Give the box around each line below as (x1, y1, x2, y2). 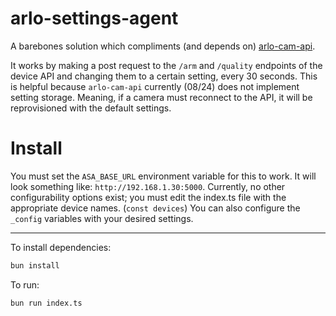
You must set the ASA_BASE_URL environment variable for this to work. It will (10, 170, 317, 182)
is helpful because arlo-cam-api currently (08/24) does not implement (10, 80, 300, 92)
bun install (10, 260, 60, 271)
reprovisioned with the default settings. (10, 102, 172, 114)
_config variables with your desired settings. (10, 212, 194, 224)
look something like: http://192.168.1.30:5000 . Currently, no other (10, 180, 286, 192)
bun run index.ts (10, 298, 83, 308)
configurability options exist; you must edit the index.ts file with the (10, 191, 287, 203)
